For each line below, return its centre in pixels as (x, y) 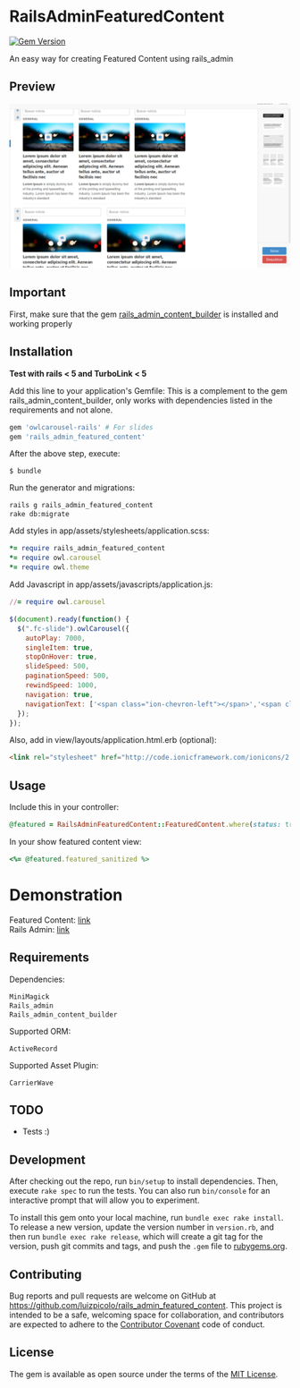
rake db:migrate (39, 515)
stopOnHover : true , (62, 657)
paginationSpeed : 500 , (67, 676)
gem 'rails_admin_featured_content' (77, 437)
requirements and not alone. (61, 410)
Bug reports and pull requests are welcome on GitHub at (113, 1296)
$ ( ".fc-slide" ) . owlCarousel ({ (73, 628)
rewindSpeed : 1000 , (62, 685)
